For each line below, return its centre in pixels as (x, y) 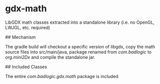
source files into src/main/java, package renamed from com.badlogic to (78, 52)
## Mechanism (20, 37)
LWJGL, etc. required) (28, 27)
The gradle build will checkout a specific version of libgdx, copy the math (80, 46)
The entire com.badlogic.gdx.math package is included (62, 76)
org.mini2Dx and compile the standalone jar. (50, 57)
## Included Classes (26, 67)
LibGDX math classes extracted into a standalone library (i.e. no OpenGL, (80, 22)
